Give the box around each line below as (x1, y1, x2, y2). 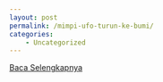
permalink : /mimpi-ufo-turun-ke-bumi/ (9, 21, 154, 30)
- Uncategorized (25, 37, 87, 47)
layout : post (9, 12, 58, 22)
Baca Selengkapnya (9, 62, 83, 73)
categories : (9, 29, 54, 38)
